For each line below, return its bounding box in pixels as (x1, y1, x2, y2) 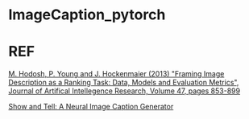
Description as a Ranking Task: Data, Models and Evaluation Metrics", (8, 78, 239, 88)
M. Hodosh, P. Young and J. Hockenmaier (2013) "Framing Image (8, 69, 225, 79)
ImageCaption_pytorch (8, 6, 166, 24)
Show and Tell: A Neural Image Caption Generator (8, 102, 174, 112)
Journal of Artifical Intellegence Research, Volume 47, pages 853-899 (8, 86, 240, 96)
